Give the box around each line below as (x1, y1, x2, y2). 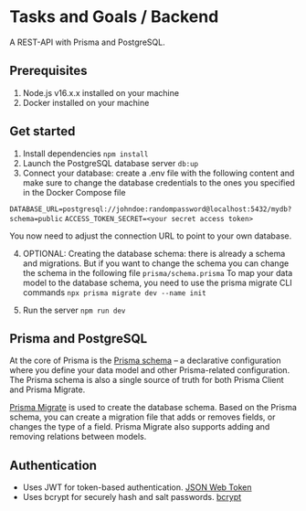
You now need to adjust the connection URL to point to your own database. (9, 230, 292, 241)
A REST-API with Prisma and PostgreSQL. (9, 37, 166, 48)
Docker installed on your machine (22, 97, 150, 108)
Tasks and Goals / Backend (9, 6, 219, 27)
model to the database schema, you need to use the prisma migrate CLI (22, 277, 292, 288)
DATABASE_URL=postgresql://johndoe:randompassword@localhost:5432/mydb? (9, 204, 292, 214)
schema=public (9, 214, 64, 223)
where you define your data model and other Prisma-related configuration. (9, 365, 290, 376)
